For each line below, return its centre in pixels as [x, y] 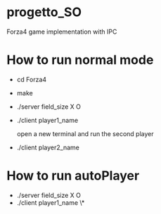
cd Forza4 [32, 79]
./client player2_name [48, 147]
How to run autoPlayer [73, 176]
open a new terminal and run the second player [85, 133]
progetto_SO [44, 12]
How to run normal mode [80, 60]
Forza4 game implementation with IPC [62, 32]
